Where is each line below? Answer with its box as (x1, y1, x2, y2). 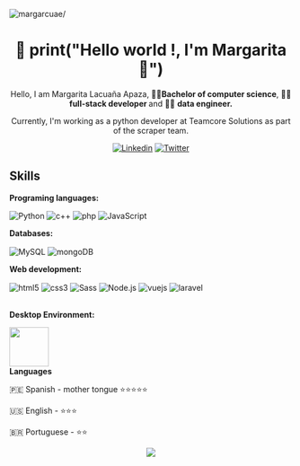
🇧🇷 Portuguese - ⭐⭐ (9, 426, 88, 437)
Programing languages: (9, 192, 99, 203)
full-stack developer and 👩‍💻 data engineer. (68, 98, 234, 109)
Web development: (9, 264, 83, 275)
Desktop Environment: (9, 309, 95, 320)
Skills (9, 169, 40, 184)
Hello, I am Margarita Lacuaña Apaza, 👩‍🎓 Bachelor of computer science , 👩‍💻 (10, 88, 292, 99)
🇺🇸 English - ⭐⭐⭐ (9, 405, 78, 416)
